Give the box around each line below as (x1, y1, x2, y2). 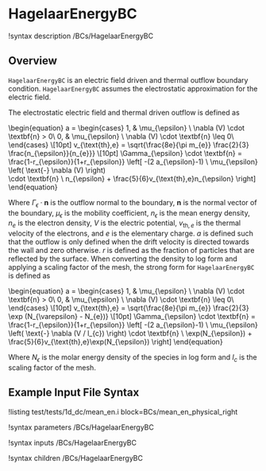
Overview (8, 54, 58, 68)
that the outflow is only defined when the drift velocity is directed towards (8, 237, 250, 247)
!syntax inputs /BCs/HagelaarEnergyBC (8, 438, 137, 447)
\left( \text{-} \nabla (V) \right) (8, 165, 106, 175)
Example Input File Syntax (8, 386, 140, 399)
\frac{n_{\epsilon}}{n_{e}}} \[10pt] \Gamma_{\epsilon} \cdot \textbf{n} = (8, 148, 243, 158)
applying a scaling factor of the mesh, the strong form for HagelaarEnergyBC (8, 263, 255, 272)
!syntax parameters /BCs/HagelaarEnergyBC (8, 422, 155, 432)
